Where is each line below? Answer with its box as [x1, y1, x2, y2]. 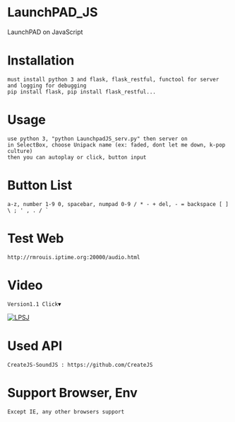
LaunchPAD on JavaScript [7, 28, 83, 36]
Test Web [7, 230, 64, 246]
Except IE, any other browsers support [7, 408, 125, 415]
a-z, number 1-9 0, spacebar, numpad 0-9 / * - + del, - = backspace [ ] [7, 200, 229, 207]
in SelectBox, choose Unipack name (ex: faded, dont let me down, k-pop [7, 141, 226, 149]
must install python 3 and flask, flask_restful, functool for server [7, 76, 219, 83]
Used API [7, 338, 63, 354]
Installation [7, 52, 75, 69]
